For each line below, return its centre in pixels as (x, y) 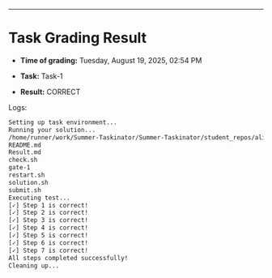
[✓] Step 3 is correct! (49, 220)
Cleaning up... (34, 265)
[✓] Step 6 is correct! (49, 243)
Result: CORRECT (50, 92)
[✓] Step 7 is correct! (49, 250)
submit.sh (25, 190)
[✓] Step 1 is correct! (49, 205)
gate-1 (19, 168)
